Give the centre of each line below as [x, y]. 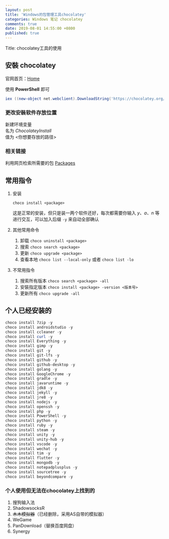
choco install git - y [28, 351]
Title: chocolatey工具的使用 [33, 48]
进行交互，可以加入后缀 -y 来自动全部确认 [56, 220]
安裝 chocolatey [31, 66]
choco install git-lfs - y [32, 355]
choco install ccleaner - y [33, 332]
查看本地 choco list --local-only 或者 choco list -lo [77, 260]
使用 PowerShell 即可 [27, 89]
